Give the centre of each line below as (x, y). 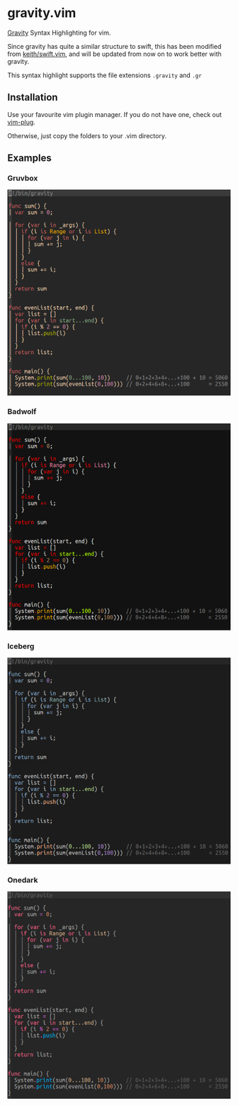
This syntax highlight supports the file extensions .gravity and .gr (104, 75)
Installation (33, 97)
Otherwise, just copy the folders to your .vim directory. (87, 135)
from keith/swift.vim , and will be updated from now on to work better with (114, 54)
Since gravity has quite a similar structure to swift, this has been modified (114, 46)
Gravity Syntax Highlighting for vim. (59, 33)
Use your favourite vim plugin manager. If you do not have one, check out (114, 114)
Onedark (23, 880)
